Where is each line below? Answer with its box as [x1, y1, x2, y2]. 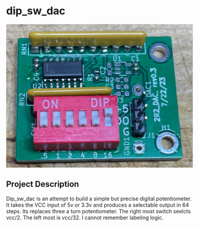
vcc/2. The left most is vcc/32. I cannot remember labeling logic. [6, 214, 164, 221]
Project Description [6, 179, 79, 190]
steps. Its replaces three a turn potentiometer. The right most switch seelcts [6, 207, 191, 215]
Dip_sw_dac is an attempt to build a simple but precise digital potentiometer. [6, 195, 192, 202]
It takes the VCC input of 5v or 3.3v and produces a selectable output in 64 [6, 201, 190, 209]
